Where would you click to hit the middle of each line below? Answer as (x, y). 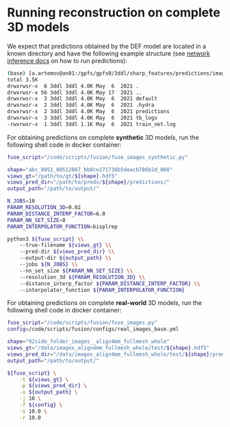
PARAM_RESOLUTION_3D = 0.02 (44, 208)
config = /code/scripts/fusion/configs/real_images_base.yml (93, 329)
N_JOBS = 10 (21, 201)
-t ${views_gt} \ (44, 379)
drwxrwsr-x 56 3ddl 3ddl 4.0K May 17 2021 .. (75, 93)
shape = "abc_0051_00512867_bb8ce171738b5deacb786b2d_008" (90, 169)
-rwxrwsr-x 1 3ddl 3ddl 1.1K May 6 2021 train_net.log (91, 124)
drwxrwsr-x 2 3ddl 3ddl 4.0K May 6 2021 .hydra (81, 105)
